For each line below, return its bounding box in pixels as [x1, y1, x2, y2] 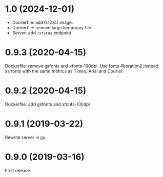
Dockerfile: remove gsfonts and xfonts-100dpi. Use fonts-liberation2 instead [5, 63, 159, 69]
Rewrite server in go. [5, 134, 47, 140]
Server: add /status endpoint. [12, 30, 73, 35]
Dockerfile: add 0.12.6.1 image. [12, 19, 73, 25]
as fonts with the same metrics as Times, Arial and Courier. [5, 68, 123, 74]
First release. [5, 167, 32, 173]
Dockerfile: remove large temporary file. [12, 24, 93, 30]
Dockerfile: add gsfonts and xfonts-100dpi [5, 101, 90, 107]
